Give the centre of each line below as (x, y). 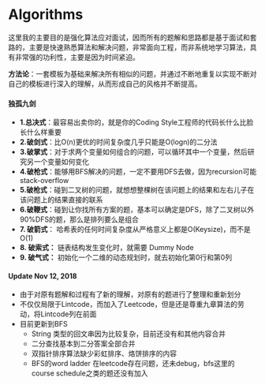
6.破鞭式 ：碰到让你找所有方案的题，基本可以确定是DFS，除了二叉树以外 (137, 210)
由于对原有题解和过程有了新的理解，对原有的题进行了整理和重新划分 (130, 294)
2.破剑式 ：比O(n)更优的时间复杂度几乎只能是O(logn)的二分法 (119, 142)
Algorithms (46, 15)
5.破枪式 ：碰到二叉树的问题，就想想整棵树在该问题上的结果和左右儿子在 (137, 190)
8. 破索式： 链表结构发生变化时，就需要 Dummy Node (107, 248)
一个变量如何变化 (61, 162)
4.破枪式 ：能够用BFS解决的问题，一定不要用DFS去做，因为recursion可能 (138, 172)
